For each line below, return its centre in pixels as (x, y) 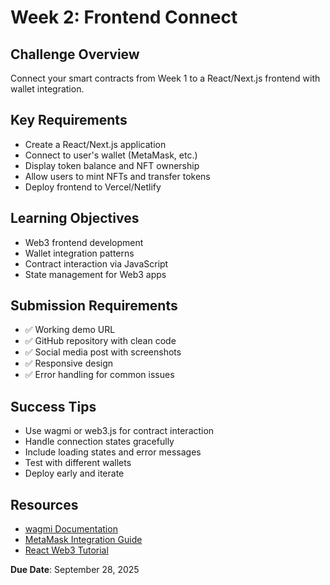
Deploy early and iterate (74, 473)
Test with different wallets (78, 463)
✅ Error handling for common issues (99, 375)
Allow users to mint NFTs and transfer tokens (117, 176)
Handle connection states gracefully (99, 442)
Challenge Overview (75, 54)
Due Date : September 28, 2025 (75, 570)
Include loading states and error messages (113, 452)
